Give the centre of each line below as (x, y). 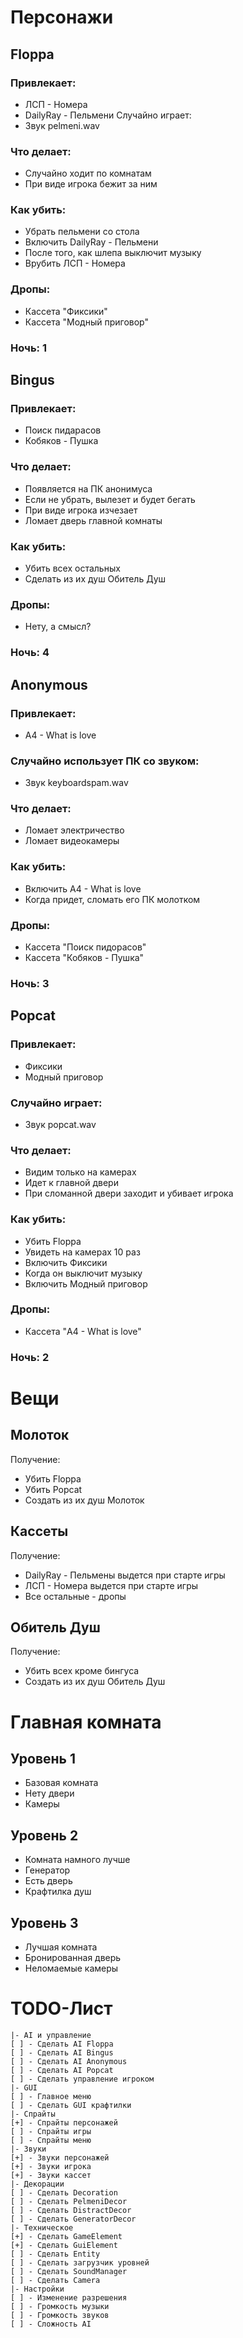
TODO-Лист (61, 2008)
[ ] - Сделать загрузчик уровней (80, 2262)
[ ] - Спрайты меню (51, 2140)
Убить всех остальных (72, 568)
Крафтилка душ (58, 1892)
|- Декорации (37, 2184)
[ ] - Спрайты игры (51, 2131)
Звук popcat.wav (60, 1124)
